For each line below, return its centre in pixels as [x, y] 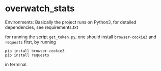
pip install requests [27, 55]
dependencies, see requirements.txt [42, 27]
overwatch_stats [40, 9]
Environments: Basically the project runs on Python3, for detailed [71, 22]
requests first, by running [31, 42]
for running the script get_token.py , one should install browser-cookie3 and [81, 37]
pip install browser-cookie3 [35, 51]
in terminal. [16, 64]
